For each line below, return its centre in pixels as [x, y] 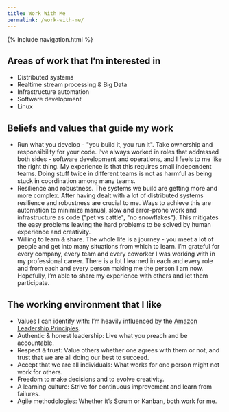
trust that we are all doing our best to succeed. [83, 357]
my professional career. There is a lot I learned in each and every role [115, 261]
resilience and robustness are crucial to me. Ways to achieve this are [114, 203]
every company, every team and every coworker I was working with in [116, 254]
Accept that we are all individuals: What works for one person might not [118, 365]
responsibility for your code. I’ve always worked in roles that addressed [118, 152]
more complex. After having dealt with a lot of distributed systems [110, 195]
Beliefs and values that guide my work [90, 128]
